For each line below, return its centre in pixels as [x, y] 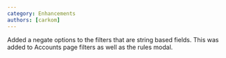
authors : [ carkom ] [34, 20]
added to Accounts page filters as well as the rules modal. [90, 47]
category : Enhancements [42, 13]
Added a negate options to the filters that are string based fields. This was [113, 39]
